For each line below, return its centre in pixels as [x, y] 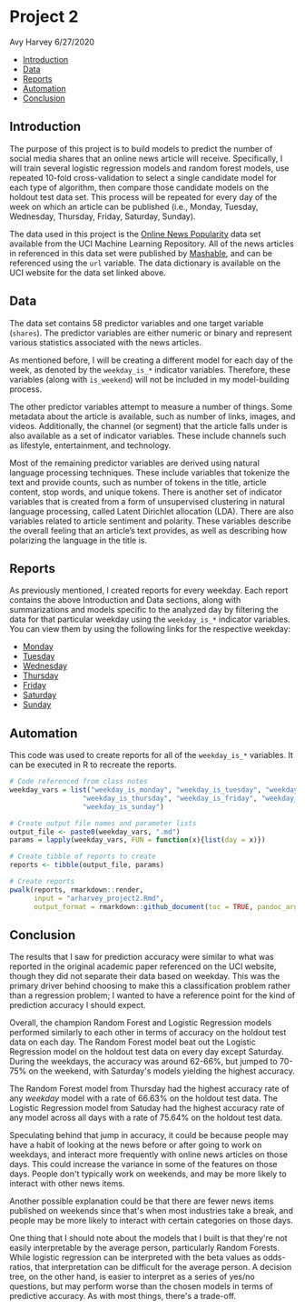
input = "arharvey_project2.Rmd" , [99, 898]
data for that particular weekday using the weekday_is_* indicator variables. [150, 619]
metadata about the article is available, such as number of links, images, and [152, 416]
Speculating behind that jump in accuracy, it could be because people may [149, 1135]
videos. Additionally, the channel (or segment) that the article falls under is [148, 425]
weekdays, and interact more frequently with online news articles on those [149, 1155]
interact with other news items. [67, 1184]
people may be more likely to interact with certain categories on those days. [151, 1221]
